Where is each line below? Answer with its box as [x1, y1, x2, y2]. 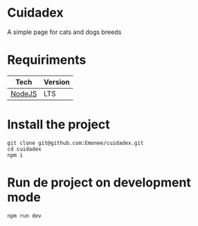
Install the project [7, 116, 111, 132]
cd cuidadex [7, 146, 42, 153]
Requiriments [7, 52, 87, 68]
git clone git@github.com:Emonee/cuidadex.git [7, 139, 144, 146]
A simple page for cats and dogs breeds [7, 28, 122, 36]
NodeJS [10, 89, 37, 98]
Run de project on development [7, 175, 192, 190]
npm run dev [7, 212, 42, 219]
